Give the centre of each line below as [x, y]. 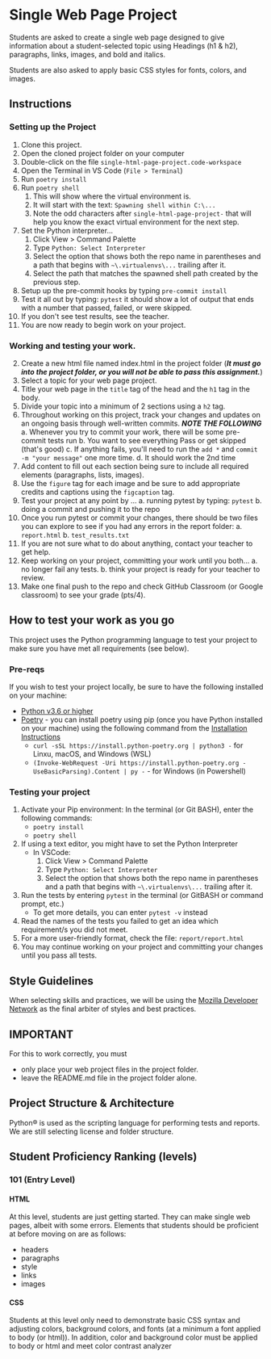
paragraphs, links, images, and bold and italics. [88, 54]
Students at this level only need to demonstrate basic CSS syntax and [125, 1320]
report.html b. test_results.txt [75, 535]
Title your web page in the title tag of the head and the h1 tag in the [135, 388]
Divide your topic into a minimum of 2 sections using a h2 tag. [123, 406]
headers [35, 1250]
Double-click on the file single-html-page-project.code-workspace [131, 161]
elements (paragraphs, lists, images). [82, 475]
